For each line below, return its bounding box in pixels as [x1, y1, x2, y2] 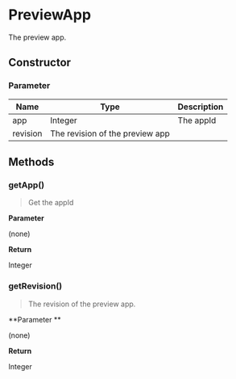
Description [177, 101, 224, 112]
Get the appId [27, 198, 74, 208]
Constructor [8, 56, 71, 69]
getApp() [8, 179, 45, 191]
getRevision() [8, 280, 63, 292]
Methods [8, 155, 55, 169]
